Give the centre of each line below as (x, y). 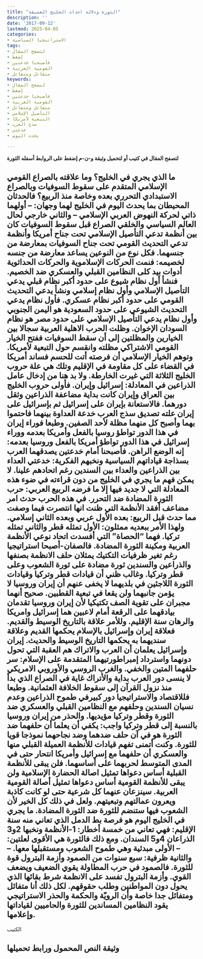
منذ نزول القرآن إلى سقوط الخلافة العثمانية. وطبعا (89, 688)
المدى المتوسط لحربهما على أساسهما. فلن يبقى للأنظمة (99, 763)
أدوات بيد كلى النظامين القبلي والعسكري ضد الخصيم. (95, 272)
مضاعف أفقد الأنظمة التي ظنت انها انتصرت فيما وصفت (98, 508)
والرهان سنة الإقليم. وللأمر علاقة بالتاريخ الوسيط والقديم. (100, 622)
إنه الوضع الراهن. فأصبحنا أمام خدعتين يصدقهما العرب (95, 451)
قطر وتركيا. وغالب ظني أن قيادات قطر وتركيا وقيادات (95, 574)
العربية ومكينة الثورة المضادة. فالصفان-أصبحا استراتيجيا (98, 546)
